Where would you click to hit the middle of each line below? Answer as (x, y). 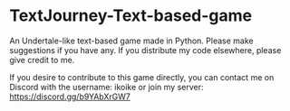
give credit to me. (42, 60)
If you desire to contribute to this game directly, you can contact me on (142, 77)
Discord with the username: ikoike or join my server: (106, 87)
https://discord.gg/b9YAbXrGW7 (70, 97)
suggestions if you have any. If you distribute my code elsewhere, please (145, 50)
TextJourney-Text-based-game (131, 16)
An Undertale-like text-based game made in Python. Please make (131, 41)
